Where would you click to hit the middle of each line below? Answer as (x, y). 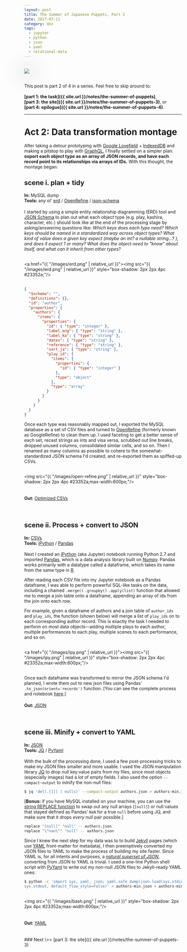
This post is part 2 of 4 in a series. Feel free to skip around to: (88, 86)
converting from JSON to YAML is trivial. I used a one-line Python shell (97, 862)
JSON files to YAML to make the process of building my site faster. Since (99, 851)
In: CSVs (33, 538)
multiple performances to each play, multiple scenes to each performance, (101, 632)
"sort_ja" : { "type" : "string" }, (82, 350)
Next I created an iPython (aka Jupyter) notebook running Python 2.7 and (100, 554)
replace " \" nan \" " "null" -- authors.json (69, 831)
